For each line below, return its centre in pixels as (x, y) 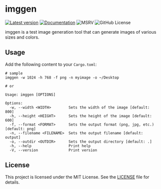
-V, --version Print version (53, 150)
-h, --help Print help (50, 146)
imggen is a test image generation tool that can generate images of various (81, 32)
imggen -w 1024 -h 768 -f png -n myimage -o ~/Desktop (62, 77)
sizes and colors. (22, 37)
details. (12, 182)
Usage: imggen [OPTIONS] (30, 94)
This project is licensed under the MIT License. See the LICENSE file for (77, 177)
